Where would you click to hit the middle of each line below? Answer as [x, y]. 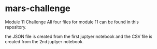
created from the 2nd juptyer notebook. [44, 41]
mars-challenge [38, 8]
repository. [16, 27]
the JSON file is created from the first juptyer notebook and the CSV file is [79, 36]
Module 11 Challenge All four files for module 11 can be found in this [72, 22]
